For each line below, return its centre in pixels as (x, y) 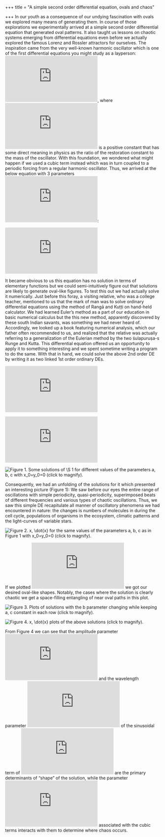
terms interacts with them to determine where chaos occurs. (66, 830)
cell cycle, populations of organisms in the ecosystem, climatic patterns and (82, 516)
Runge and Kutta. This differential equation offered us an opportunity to (78, 343)
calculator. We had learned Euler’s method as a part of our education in (77, 312)
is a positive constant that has (129, 147)
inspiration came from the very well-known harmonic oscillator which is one (82, 48)
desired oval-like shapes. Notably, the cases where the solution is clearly (79, 592)
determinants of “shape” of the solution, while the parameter (66, 778)
